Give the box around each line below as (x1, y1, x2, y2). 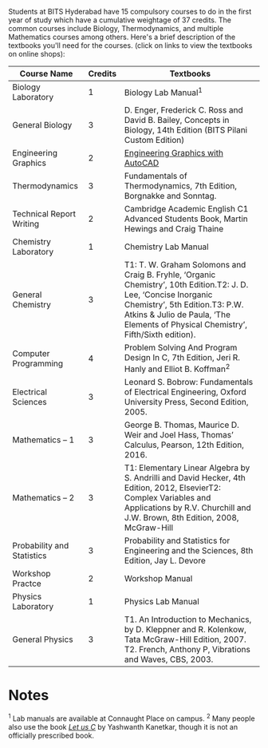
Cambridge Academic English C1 (124, 204, 249, 214)
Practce (12, 578, 41, 589)
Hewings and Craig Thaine (124, 224, 224, 234)
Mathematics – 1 (12, 434, 75, 445)
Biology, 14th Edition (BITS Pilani (124, 125, 248, 135)
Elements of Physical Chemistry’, (124, 319, 247, 330)
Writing (12, 219, 40, 229)
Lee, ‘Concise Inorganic (124, 289, 213, 300)
